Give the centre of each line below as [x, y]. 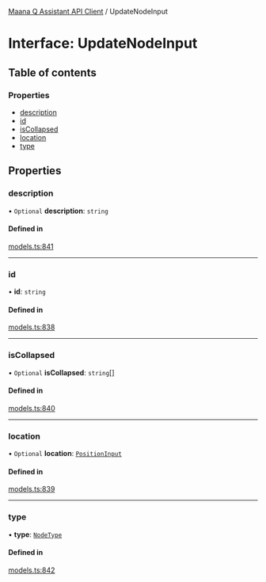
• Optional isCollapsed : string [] [61, 372]
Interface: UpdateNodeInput [103, 44]
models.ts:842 [32, 570]
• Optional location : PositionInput [65, 454]
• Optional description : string [58, 211]
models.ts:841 [31, 246]
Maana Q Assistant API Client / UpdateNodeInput [88, 11]
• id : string [27, 291]
